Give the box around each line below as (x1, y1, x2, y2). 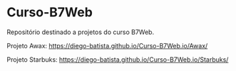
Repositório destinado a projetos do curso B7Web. (6, 28, 155, 36)
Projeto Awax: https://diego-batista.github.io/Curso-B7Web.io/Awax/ (6, 41, 208, 50)
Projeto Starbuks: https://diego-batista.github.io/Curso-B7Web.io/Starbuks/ (6, 55, 229, 64)
